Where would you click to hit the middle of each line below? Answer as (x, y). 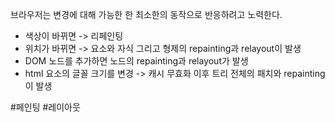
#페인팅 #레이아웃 (45, 107)
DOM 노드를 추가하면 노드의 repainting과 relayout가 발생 (136, 61)
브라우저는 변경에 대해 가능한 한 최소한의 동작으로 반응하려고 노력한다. (146, 14)
